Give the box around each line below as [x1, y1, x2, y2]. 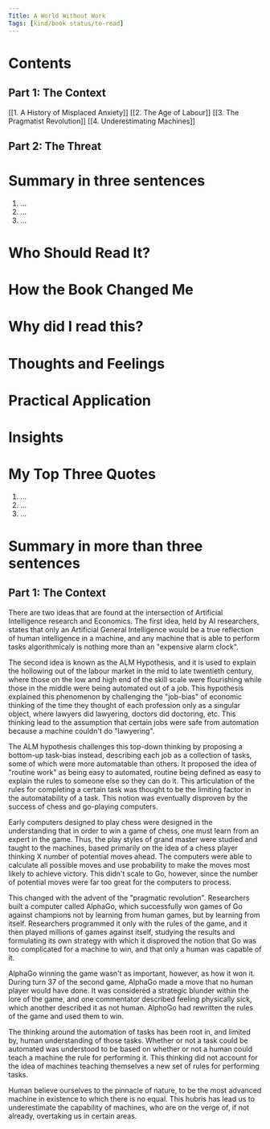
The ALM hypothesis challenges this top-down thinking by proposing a [8, 741, 243, 751]
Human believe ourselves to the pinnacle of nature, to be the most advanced [8, 1085, 262, 1095]
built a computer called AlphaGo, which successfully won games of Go [8, 901, 243, 911]
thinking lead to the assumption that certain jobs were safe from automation [8, 717, 260, 727]
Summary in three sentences [8, 172, 206, 190]
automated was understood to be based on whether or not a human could [8, 1044, 253, 1053]
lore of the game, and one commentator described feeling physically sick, [8, 994, 252, 1004]
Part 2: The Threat [8, 139, 102, 153]
